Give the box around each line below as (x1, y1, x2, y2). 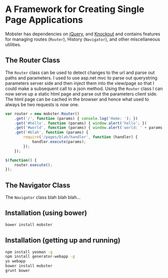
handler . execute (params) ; (32, 139, 86, 144)
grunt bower (5, 268, 30, 273)
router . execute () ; (14, 162, 53, 167)
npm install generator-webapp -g (5, 254, 75, 259)
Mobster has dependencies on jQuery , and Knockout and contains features (5, 31, 160, 37)
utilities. (5, 41, 22, 47)
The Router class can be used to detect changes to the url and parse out (5, 69, 155, 75)
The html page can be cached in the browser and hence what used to (5, 96, 149, 102)
